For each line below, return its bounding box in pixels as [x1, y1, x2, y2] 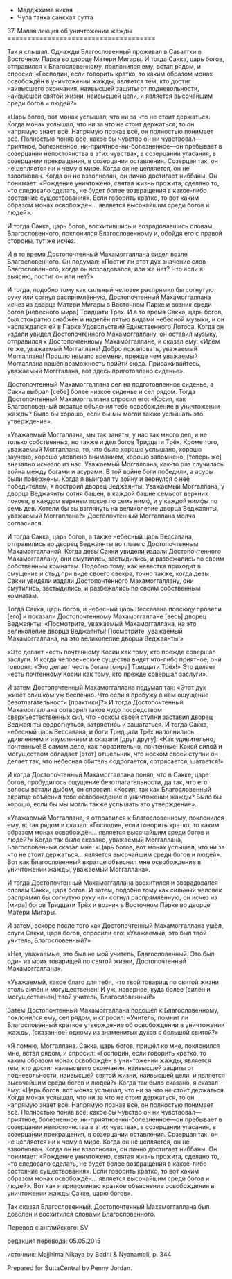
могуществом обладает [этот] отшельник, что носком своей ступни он [7, 749, 218, 758]
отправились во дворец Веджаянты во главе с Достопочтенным [7, 540, 199, 548]
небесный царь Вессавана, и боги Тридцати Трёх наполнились [7, 728, 195, 736]
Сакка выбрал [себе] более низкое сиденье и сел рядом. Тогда [7, 388, 196, 396]
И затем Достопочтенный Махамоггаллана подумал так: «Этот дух [7, 684, 206, 691]
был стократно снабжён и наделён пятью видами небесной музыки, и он [7, 315, 225, 323]
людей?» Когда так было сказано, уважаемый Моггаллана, [7, 836, 183, 844]
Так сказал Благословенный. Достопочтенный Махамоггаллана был [7, 1203, 210, 1210]
